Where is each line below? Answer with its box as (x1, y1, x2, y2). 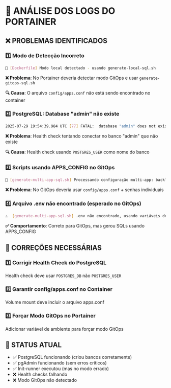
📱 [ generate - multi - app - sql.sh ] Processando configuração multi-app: (5, 177, 154, 182)
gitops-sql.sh (5, 80, 36, 85)
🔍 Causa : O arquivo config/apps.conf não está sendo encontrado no (5, 89, 151, 96)
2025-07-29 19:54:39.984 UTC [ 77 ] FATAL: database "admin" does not (5, 124, 156, 129)
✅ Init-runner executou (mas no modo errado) (12, 366, 109, 372)
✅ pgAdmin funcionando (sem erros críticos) (12, 360, 107, 366)
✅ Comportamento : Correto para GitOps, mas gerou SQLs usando (5, 223, 145, 229)
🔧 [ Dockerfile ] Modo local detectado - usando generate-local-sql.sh (5, 65, 156, 71)
